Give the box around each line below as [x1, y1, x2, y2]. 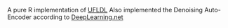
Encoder [7, 13, 32, 21]
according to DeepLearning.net [33, 13, 123, 21]
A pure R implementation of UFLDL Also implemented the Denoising [7, 6, 203, 14]
